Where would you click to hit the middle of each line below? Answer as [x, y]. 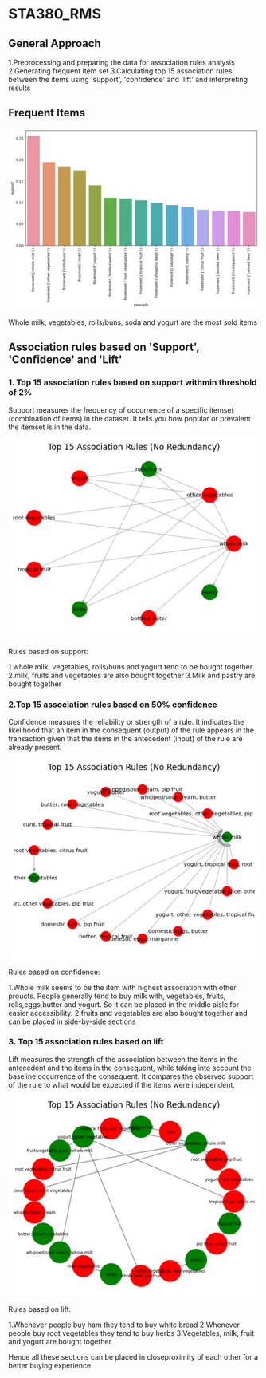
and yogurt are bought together [60, 1342]
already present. [35, 748]
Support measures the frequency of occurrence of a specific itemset [121, 410]
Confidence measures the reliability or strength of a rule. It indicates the [126, 722]
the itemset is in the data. [50, 427]
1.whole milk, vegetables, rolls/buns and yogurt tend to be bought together [131, 666]
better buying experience [50, 1366]
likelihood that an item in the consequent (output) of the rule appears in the [131, 730]
